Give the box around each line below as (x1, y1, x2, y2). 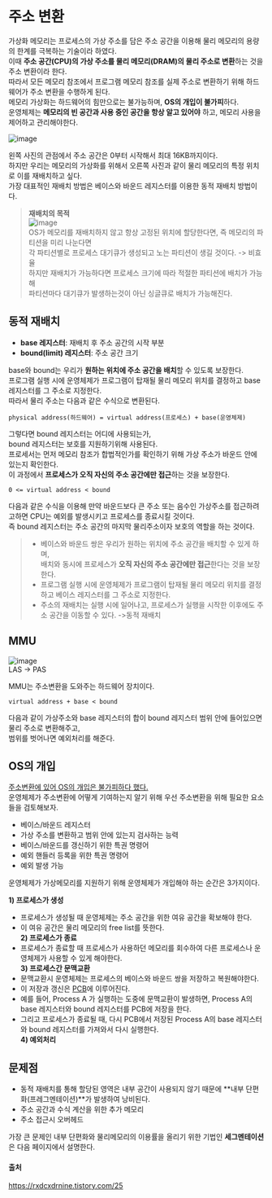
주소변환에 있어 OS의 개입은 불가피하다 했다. (8, 783, 149, 792)
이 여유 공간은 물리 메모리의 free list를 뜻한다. (19, 923, 165, 933)
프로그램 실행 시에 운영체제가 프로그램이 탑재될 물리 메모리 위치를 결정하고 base (8, 375, 261, 385)
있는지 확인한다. (8, 459, 59, 469)
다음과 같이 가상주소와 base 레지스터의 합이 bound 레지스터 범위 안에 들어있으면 (8, 713, 262, 722)
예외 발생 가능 (19, 861, 64, 871)
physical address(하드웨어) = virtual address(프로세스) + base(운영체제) (8, 413, 246, 422)
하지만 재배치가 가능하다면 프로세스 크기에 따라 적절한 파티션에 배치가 (28, 268, 248, 278)
